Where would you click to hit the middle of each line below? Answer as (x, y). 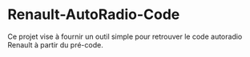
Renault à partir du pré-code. (55, 44)
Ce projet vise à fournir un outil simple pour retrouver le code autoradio (125, 36)
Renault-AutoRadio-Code (94, 15)
